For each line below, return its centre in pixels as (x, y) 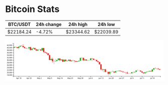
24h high (78, 24)
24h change (49, 24)
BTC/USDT (20, 24)
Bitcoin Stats (32, 9)
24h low (106, 24)
